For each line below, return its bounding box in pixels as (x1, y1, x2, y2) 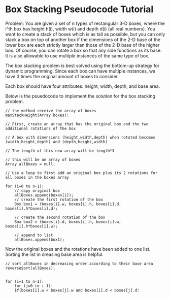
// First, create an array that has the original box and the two (5, 121, 149, 126)
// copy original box (14, 188, 60, 193)
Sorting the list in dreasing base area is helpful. (5, 251, 104, 257)
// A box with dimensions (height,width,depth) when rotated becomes (5, 135, 156, 140)
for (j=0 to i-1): (14, 283, 53, 288)
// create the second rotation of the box (14, 215, 106, 220)
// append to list (14, 233, 53, 238)
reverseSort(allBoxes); (5, 266, 56, 271)
